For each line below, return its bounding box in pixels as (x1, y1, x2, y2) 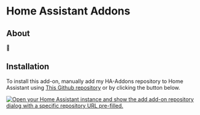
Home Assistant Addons (6, 4, 131, 18)
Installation (6, 61, 49, 72)
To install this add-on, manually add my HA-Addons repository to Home (6, 77, 184, 85)
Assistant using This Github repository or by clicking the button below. (6, 84, 181, 91)
